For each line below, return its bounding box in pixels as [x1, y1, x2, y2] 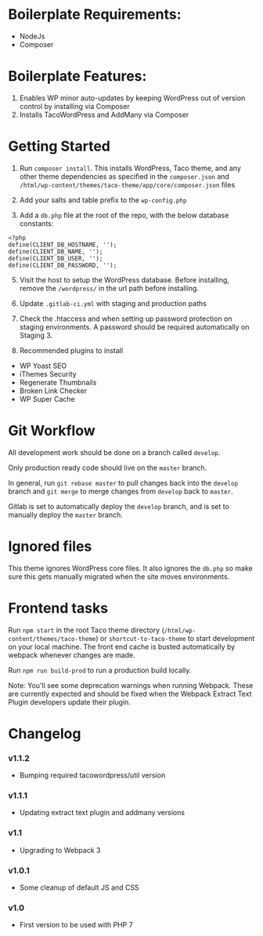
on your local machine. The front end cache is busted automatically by [8, 642, 236, 651]
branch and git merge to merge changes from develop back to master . [8, 486, 233, 496]
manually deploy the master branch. [8, 510, 123, 519]
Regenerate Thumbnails [19, 377, 97, 387]
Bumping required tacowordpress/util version [19, 770, 166, 780]
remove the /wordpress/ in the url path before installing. [19, 283, 200, 293]
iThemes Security [19, 369, 77, 378]
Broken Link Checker [19, 386, 88, 395]
